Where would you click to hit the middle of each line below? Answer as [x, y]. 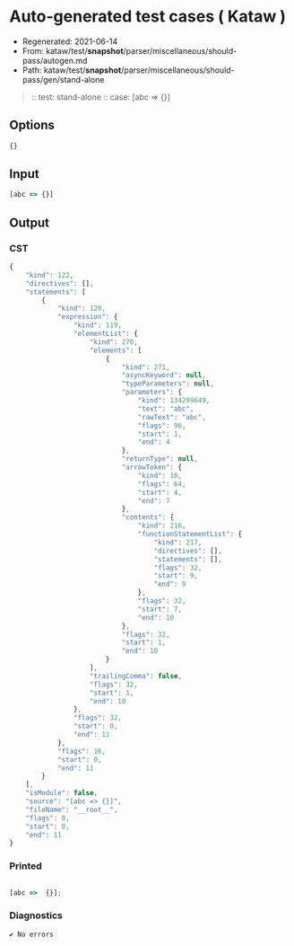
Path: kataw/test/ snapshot [72, 70]
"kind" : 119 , [98, 325]
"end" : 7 [154, 500]
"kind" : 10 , [160, 475]
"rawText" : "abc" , [172, 417]
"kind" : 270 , [114, 342]
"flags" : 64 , [162, 484]
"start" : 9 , [176, 576]
